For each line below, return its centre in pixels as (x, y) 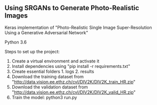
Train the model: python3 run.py (44, 97)
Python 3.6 (16, 42)
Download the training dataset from (48, 76)
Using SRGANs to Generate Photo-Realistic (72, 8)
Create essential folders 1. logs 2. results (53, 71)
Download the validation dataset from (50, 87)
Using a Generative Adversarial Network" (46, 32)
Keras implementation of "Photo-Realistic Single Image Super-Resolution (78, 27)
